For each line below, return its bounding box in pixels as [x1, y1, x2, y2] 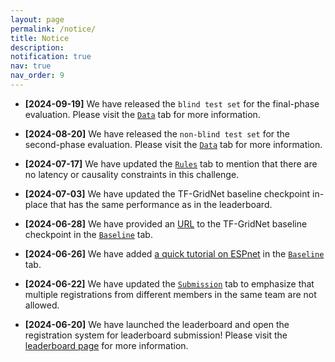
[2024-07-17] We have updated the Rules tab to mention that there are [24, 157, 318, 170]
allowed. [24, 299, 60, 311]
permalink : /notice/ [10, 24, 97, 34]
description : [10, 42, 65, 53]
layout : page [10, 14, 65, 25]
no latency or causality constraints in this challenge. [24, 168, 240, 180]
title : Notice [10, 33, 70, 43]
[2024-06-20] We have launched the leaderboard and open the [24, 318, 290, 330]
